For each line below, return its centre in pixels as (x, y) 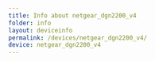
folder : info (30, 23)
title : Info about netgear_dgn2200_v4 (72, 15)
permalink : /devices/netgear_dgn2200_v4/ (78, 38)
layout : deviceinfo (41, 30)
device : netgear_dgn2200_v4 (55, 45)
